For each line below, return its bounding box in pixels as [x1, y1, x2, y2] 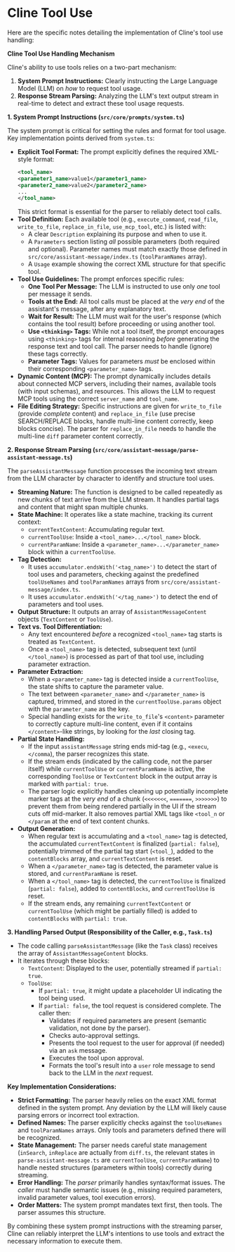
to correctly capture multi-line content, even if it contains [27, 720, 193, 728]
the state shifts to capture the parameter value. [27, 682, 164, 691]
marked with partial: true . [27, 780, 109, 788]
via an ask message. [48, 1046, 107, 1055]
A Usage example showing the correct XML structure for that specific [27, 260, 226, 268]
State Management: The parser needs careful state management [17, 1141, 207, 1149]
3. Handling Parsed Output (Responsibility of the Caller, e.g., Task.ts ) [7, 928, 213, 937]
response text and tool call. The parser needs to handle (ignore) [27, 342, 213, 351]
